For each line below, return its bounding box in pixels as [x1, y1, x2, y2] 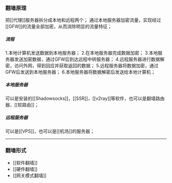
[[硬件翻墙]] [12, 166, 38, 172]
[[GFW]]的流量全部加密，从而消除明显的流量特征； [5, 23, 112, 30]
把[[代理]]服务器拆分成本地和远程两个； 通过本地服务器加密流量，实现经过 [5, 17, 161, 23]
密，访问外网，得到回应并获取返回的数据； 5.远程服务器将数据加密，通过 [5, 63, 159, 69]
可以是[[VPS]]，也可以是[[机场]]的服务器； [5, 128, 95, 135]
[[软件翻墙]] [12, 160, 38, 166]
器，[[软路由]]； [5, 102, 39, 108]
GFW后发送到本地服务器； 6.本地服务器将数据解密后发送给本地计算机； [5, 69, 156, 75]
